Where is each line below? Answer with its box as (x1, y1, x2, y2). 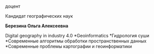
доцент (5, 4, 21, 9)
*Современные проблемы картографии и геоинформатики (5, 43, 132, 49)
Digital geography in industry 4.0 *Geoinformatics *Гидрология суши (5, 33, 149, 38)
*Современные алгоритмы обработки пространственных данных (5, 38, 147, 44)
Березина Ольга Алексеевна (5, 23, 69, 29)
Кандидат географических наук (5, 13, 73, 19)
